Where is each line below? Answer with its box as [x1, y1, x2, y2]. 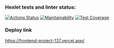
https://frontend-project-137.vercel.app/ [5, 37, 85, 43]
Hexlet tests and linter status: [5, 4, 76, 11]
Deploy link [5, 27, 33, 34]
